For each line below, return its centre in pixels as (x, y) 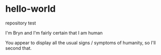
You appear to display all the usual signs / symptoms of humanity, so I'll (80, 43)
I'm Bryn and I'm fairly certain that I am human (54, 33)
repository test (21, 23)
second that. (19, 48)
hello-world (31, 9)
